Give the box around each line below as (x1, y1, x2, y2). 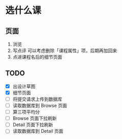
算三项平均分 (12, 109, 40, 115)
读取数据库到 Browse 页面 (12, 103, 67, 108)
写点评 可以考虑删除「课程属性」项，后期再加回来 (12, 48, 117, 54)
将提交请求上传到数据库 (12, 96, 62, 102)
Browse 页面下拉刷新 (12, 115, 57, 122)
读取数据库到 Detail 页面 (12, 128, 64, 134)
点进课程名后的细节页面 (12, 54, 62, 60)
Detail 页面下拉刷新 (12, 122, 54, 128)
